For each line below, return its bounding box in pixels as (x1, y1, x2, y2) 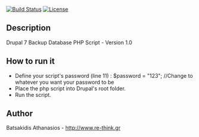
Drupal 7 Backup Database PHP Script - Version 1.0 (6, 39, 133, 46)
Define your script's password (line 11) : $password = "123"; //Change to (14, 72, 193, 79)
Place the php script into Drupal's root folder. (14, 84, 126, 92)
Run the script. (14, 91, 51, 98)
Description (6, 23, 51, 33)
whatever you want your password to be (14, 78, 115, 86)
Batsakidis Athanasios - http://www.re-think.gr (6, 124, 121, 132)
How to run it (6, 56, 55, 66)
